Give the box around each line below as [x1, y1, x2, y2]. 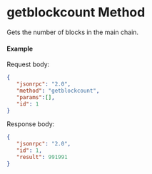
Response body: [6, 120, 55, 128]
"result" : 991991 [16, 154, 69, 161]
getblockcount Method [6, 4, 146, 21]
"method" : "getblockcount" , [16, 87, 100, 94]
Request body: [6, 60, 50, 68]
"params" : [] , [16, 93, 55, 101]
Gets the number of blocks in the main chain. [6, 28, 139, 36]
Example [6, 44, 34, 53]
